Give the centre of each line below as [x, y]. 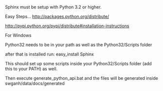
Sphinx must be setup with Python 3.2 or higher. [53, 7]
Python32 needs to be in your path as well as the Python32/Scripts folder [79, 45]
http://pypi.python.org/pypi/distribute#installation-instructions [67, 26]
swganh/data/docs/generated [35, 83]
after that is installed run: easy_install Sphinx [49, 54]
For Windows [18, 35]
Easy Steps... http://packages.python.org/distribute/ [57, 16]
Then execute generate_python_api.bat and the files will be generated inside [81, 78]
